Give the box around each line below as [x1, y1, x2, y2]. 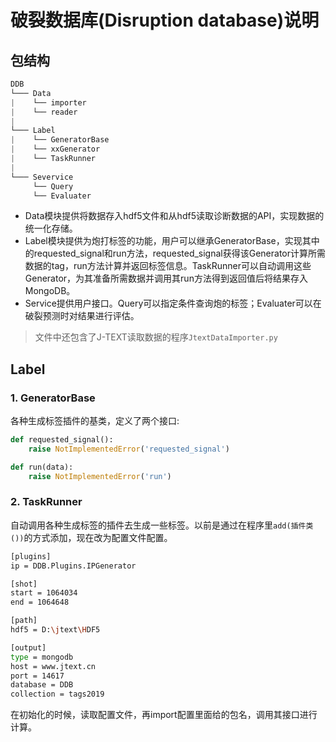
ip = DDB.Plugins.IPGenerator [10, 561, 137, 571]
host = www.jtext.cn [10, 661, 97, 671]
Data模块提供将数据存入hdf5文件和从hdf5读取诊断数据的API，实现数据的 [24, 210, 325, 222]
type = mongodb [10, 652, 74, 662]
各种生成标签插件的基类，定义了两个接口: [10, 415, 180, 427]
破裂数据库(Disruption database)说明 [10, 9, 320, 32]
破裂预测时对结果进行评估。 [24, 310, 140, 322]
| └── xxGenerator [10, 144, 101, 155]
